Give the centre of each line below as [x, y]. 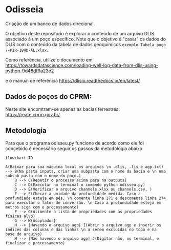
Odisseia [24, 9]
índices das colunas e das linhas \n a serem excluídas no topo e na [81, 230]
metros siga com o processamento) [42, 207]
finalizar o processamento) [35, 243]
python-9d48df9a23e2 [30, 71]
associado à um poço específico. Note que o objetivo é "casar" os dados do [86, 39]
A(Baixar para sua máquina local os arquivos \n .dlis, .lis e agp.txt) [84, 167]
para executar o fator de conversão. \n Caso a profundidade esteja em [83, 203]
